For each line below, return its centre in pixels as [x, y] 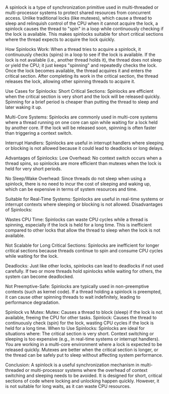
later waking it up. [24, 107]
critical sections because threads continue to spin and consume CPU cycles [84, 251]
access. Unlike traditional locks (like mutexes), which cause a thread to [79, 18]
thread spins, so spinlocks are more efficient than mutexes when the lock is [83, 163]
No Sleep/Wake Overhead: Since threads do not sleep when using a [75, 178]
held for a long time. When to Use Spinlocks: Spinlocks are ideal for [75, 328]
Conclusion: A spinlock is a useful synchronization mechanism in [72, 365]
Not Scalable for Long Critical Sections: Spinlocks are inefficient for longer [82, 245]
